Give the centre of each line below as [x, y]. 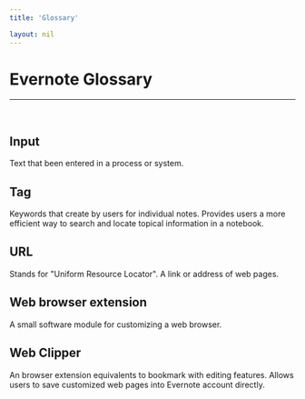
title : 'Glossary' [44, 18]
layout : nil [32, 34]
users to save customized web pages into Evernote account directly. [137, 384]
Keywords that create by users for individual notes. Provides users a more [148, 214]
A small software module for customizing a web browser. [116, 324]
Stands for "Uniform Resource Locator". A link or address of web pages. [144, 274]
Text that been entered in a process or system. [97, 164]
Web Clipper [45, 353]
